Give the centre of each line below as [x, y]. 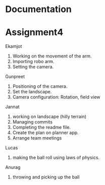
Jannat [12, 107]
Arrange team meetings [37, 138]
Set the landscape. [32, 92]
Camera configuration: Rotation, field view [56, 97]
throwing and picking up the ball [46, 177]
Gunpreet [15, 77]
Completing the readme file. [41, 128]
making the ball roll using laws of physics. [56, 158]
